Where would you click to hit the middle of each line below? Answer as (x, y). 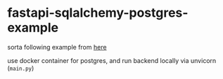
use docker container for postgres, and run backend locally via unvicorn (112, 60)
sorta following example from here (57, 47)
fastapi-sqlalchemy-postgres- (98, 13)
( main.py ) (21, 68)
